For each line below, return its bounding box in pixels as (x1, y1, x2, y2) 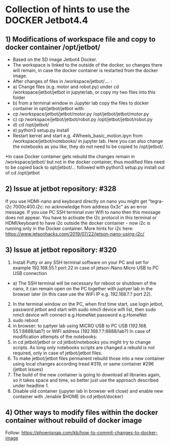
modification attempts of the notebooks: (12, 333, 98, 339)
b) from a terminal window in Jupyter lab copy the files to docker (12, 100, 149, 106)
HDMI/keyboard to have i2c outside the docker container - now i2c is (5, 220, 151, 226)
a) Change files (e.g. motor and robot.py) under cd (12, 83, 119, 90)
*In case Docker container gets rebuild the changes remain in (5, 154, 135, 159)
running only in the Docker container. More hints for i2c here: (5, 225, 134, 231)
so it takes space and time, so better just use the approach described (12, 377, 159, 383)
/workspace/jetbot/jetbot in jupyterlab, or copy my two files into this (12, 89, 156, 95)
